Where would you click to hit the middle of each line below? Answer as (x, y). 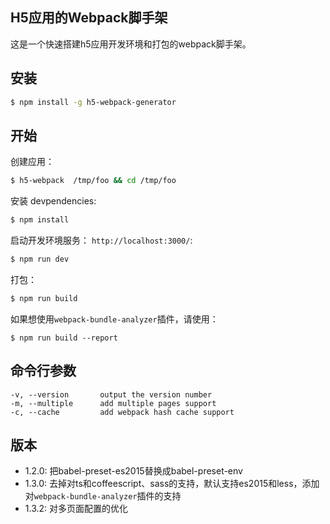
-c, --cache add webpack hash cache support (122, 412)
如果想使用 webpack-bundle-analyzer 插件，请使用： (114, 319)
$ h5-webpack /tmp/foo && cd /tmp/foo (93, 181)
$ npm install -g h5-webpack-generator (93, 102)
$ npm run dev (40, 259)
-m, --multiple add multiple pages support (113, 403)
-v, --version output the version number (111, 394)
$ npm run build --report (64, 338)
